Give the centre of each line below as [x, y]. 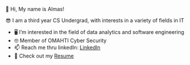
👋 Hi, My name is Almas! [35, 9]
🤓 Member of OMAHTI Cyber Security [60, 40]
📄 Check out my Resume [44, 56]
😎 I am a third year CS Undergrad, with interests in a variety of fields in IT [95, 20]
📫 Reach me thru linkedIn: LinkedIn [57, 47]
